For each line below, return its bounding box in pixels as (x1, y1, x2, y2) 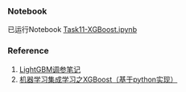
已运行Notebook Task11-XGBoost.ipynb (7, 25, 138, 34)
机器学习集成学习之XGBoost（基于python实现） (19, 74, 178, 84)
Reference (7, 46, 49, 57)
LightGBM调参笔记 (19, 64, 81, 74)
